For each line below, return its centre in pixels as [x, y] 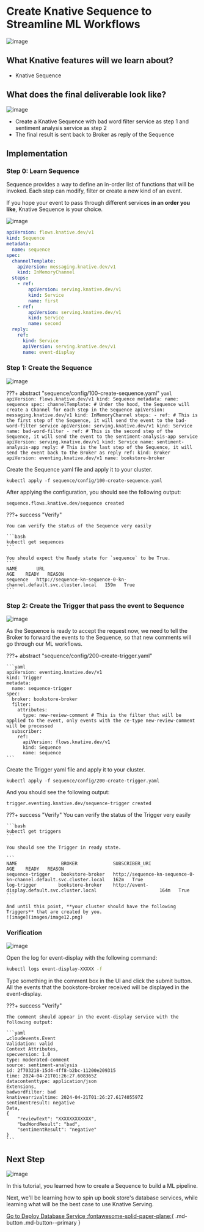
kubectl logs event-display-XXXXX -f [54, 969]
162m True [128, 880]
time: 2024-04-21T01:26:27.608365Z [52, 1076]
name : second [45, 324]
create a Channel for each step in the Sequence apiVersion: [86, 410]
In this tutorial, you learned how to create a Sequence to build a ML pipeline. [102, 1186]
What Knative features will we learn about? [90, 60]
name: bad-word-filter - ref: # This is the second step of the [90, 431]
